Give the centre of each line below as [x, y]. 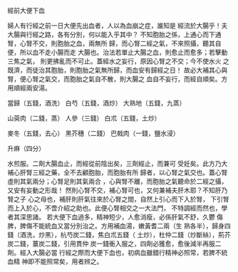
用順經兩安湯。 [29, 88]
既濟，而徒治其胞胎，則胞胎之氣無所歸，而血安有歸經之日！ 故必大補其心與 [118, 70]
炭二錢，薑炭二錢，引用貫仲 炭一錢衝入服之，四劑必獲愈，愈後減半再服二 [114, 244]
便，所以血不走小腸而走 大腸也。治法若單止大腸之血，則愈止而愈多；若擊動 [118, 52]
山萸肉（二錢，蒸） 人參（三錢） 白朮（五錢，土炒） [84, 118]
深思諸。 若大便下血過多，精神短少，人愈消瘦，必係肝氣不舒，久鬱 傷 [121, 217]
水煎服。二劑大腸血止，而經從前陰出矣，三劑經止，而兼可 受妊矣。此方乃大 [118, 163]
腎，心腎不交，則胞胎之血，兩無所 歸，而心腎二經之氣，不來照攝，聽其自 [114, 43]
